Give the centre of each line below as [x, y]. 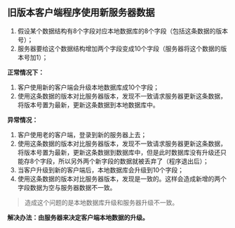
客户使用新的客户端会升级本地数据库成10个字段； [88, 87]
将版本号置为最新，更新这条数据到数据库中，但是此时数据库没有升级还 [119, 152]
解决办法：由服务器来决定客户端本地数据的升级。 [78, 217]
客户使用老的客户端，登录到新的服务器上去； [82, 134]
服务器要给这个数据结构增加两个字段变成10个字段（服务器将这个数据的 [119, 49]
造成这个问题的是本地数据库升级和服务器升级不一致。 [101, 202]
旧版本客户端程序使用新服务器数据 [81, 13]
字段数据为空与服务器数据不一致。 [67, 187]
